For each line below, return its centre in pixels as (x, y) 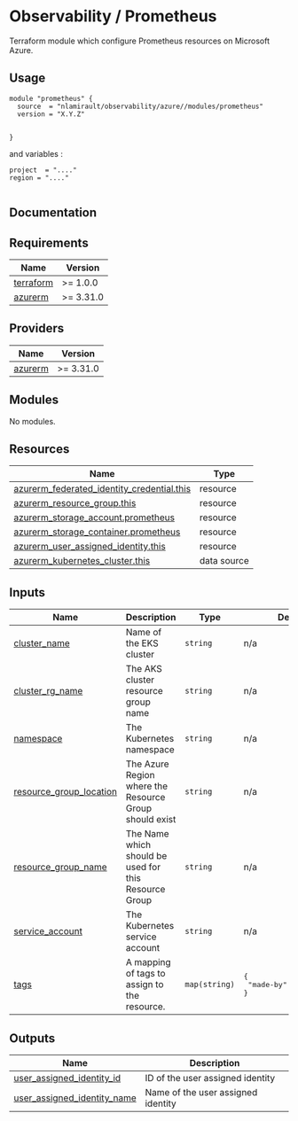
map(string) (210, 985)
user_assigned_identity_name (75, 1098)
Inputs (27, 592)
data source (224, 561)
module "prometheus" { (51, 98)
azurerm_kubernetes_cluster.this (82, 561)
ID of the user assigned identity (210, 1078)
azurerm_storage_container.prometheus (97, 532)
